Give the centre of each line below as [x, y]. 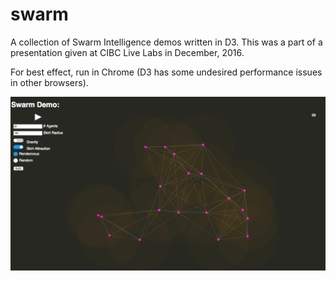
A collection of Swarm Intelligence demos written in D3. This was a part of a [166, 42]
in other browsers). [49, 82]
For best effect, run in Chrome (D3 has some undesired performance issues [166, 72]
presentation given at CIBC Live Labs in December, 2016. [127, 52]
